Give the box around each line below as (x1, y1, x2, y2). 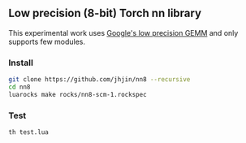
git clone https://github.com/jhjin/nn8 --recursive (8, 76, 191, 84)
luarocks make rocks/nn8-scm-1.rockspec (8, 90, 148, 98)
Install (8, 57, 34, 68)
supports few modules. (8, 37, 86, 46)
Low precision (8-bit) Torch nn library (8, 6, 201, 20)
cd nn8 (8, 83, 31, 91)
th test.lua (8, 128, 49, 136)
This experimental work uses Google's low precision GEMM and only (8, 28, 239, 37)
